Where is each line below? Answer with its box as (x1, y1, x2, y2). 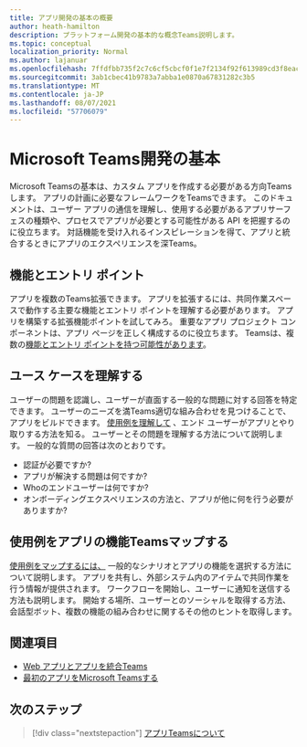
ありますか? (22, 504, 68, 516)
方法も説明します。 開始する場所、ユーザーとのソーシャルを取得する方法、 (9, 594, 291, 605)
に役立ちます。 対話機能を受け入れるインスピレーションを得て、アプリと (9, 226, 283, 237)
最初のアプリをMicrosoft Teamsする (22, 672, 159, 683)
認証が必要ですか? (22, 458, 91, 470)
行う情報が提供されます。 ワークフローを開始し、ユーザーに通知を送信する (9, 583, 291, 594)
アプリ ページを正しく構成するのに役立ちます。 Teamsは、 (65, 328, 286, 338)
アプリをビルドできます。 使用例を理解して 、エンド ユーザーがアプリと (9, 416, 280, 427)
